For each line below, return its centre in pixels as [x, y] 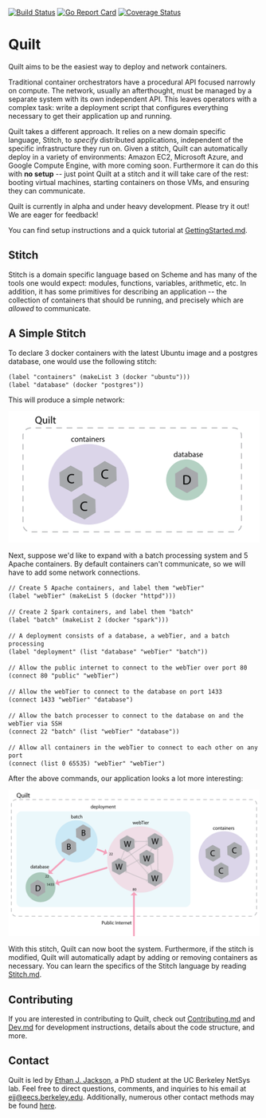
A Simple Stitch [47, 334]
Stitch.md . [25, 974]
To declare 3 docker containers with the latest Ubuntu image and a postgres [133, 353]
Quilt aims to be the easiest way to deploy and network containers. [118, 66]
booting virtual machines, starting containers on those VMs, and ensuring [129, 182]
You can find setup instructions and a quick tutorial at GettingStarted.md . [128, 230]
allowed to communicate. [50, 308]
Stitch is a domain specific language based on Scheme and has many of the [133, 275]
